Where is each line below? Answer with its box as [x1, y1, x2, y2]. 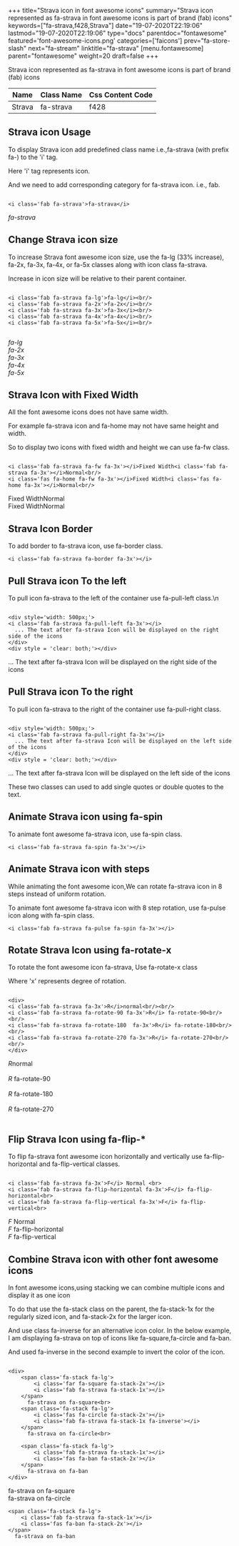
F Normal [8, 1218, 36, 1226]
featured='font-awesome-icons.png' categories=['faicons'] [8, 36, 183, 45]
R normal [8, 1060, 33, 1068]
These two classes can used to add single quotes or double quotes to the [8, 782, 224, 791]
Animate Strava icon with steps [8, 863, 150, 875]
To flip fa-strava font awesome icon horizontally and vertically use [8, 1153, 203, 1161]
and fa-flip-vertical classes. [39, 1160, 121, 1168]
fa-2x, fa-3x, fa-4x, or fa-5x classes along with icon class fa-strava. [8, 260, 208, 268]
